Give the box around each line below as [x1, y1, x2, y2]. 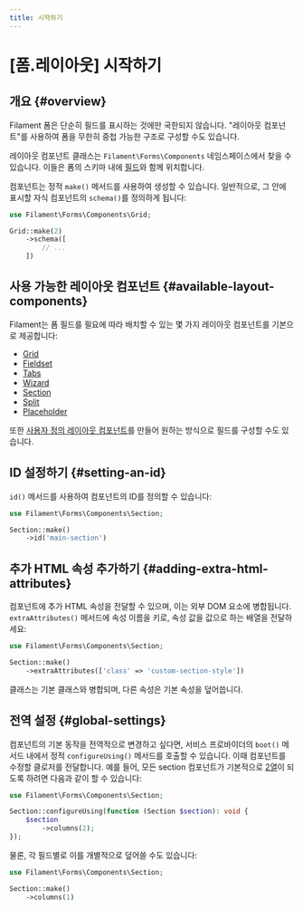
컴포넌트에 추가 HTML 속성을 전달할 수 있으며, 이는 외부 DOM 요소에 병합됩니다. [9, 601, 292, 612]
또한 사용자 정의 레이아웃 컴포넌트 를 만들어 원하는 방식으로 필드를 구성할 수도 [9, 425, 280, 436]
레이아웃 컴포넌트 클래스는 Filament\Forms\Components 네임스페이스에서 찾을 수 [9, 150, 292, 161]
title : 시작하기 [9, 13, 63, 23]
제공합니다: [18, 330, 59, 340]
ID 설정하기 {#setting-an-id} [9, 465, 166, 481]
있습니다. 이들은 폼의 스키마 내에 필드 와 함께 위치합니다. [9, 161, 205, 172]
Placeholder [22, 406, 68, 417]
